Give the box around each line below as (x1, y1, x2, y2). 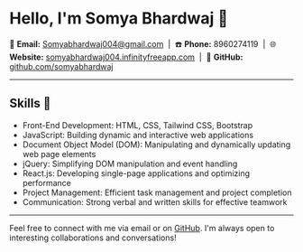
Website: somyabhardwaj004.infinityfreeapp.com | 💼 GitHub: (9, 51, 243, 62)
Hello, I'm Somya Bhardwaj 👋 (9, 8, 228, 29)
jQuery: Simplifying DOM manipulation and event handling (22, 158, 238, 169)
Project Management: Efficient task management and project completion (22, 187, 292, 198)
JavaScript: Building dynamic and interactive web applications (22, 129, 254, 140)
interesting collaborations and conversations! (9, 232, 178, 243)
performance (22, 177, 72, 188)
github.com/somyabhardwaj (9, 61, 114, 71)
